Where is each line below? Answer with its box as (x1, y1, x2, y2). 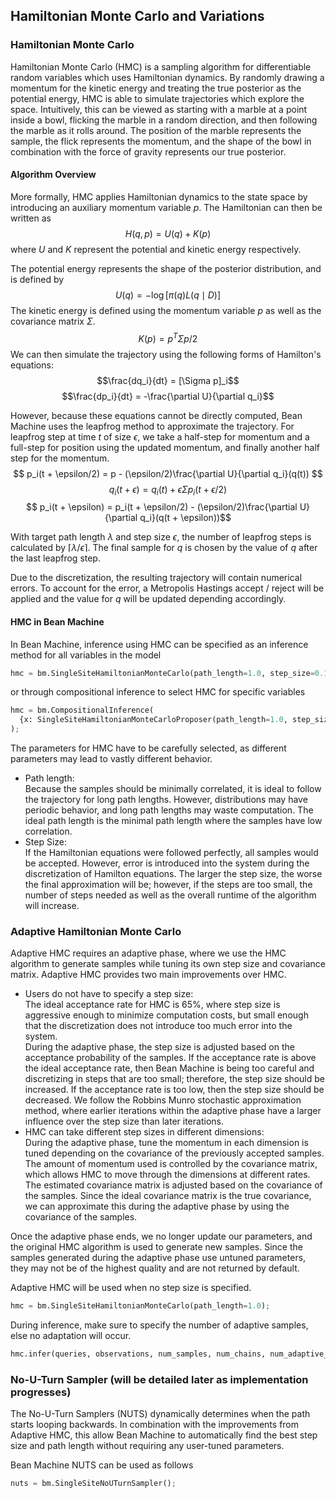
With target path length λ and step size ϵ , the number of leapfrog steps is (10, 531, 312, 543)
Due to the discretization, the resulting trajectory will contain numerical (10, 572, 303, 584)
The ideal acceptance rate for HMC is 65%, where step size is (24, 999, 281, 1011)
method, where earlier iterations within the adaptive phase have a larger (24, 1105, 322, 1117)
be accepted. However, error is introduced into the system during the (24, 857, 310, 869)
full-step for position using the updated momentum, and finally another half (10, 441, 321, 453)
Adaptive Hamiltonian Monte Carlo (10, 924, 182, 938)
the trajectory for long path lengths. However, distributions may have (24, 794, 308, 806)
